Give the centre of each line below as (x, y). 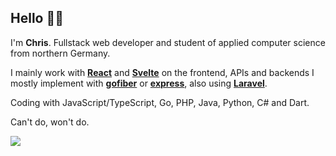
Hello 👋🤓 (37, 18)
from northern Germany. (60, 53)
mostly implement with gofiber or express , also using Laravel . (139, 83)
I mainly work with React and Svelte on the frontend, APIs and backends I (162, 72)
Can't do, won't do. (50, 122)
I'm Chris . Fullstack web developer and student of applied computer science (168, 42)
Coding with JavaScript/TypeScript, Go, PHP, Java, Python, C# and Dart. (160, 102)
